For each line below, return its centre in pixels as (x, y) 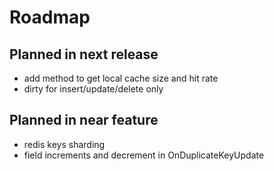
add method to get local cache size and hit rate (121, 78)
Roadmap (50, 17)
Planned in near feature (84, 120)
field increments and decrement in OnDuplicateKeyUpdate (144, 155)
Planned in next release (84, 54)
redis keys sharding (64, 144)
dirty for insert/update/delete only (93, 89)
